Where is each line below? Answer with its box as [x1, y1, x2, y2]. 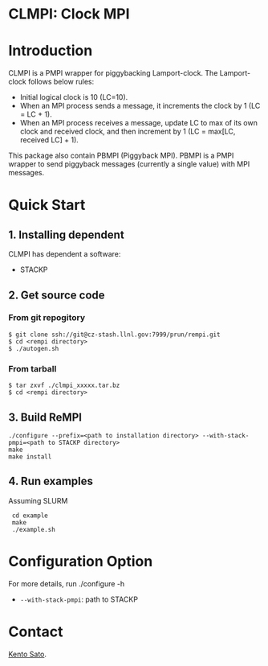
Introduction [8, 42, 93, 60]
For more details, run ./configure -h [8, 578, 125, 588]
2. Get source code [8, 288, 106, 302]
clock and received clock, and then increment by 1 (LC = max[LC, [19, 126, 236, 137]
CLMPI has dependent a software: [8, 249, 121, 259]
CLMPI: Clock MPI [8, 5, 130, 23]
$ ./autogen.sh [8, 344, 59, 352]
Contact [8, 623, 63, 640]
